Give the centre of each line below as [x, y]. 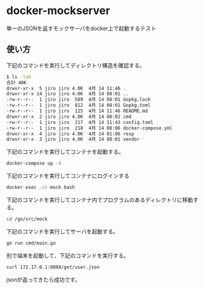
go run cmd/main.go [31, 243]
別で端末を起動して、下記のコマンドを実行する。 [68, 255]
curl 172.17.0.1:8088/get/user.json [53, 267]
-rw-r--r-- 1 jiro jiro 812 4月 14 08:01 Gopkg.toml [79, 105]
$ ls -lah [19, 77]
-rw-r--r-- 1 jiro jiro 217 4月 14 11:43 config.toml [80, 122]
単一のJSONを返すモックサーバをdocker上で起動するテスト [81, 28]
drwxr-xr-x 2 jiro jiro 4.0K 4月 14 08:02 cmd [69, 117]
